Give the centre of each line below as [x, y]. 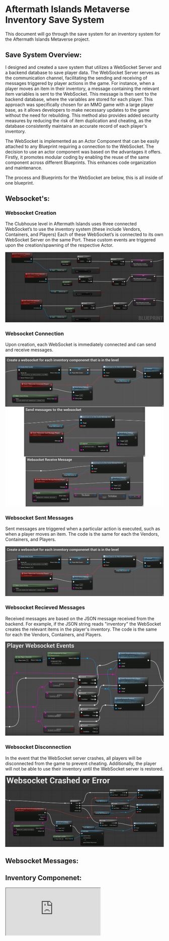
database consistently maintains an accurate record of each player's [76, 126]
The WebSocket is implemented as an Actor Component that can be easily [82, 141]
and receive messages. [29, 350]
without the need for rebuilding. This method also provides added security [82, 115]
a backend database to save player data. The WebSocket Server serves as [82, 72]
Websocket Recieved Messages [45, 608]
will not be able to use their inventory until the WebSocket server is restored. [84, 768]
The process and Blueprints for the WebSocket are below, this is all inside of [84, 178]
